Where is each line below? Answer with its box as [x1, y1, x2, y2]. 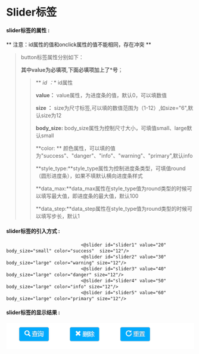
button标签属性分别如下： [20, 54, 85, 61]
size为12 [41, 112, 62, 119]
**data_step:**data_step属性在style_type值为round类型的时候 [35, 205, 188, 213]
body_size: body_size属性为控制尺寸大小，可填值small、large [35, 125, 187, 132]
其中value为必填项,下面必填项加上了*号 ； [20, 66, 123, 73]
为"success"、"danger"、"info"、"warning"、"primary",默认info [35, 152, 193, 159]
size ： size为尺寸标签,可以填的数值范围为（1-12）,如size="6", [35, 104, 188, 112]
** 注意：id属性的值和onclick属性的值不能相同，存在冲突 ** [6, 41, 152, 48]
